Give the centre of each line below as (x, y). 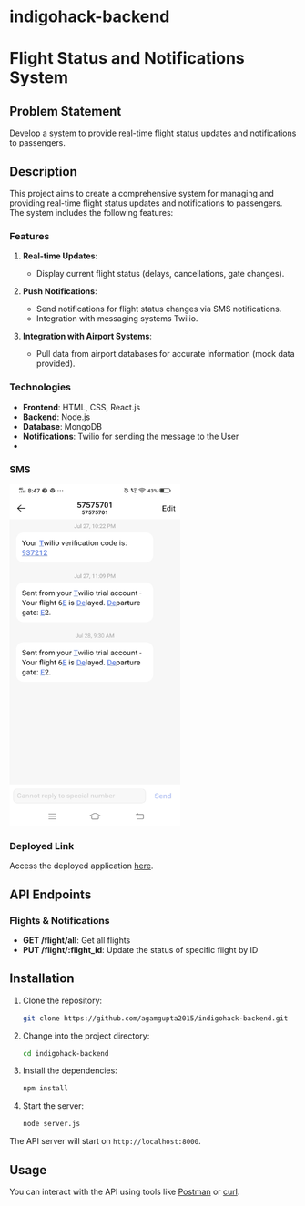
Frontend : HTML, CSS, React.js (81, 407)
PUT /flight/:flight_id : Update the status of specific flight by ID (140, 949)
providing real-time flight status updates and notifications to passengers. (146, 203)
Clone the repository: (62, 1000)
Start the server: (53, 1106)
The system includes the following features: (91, 213)
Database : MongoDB (62, 426)
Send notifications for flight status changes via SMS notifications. (159, 309)
